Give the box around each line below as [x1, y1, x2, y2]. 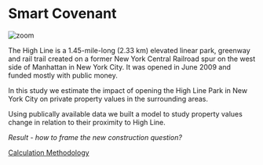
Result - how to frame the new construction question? [8, 132, 183, 142]
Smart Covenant [8, 5, 117, 23]
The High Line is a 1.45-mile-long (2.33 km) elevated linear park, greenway [8, 45, 251, 55]
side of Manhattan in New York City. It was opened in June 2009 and [8, 62, 232, 71]
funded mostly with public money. [8, 70, 118, 80]
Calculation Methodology [8, 148, 89, 157]
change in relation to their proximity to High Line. [8, 117, 166, 127]
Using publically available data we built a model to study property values [8, 109, 243, 118]
